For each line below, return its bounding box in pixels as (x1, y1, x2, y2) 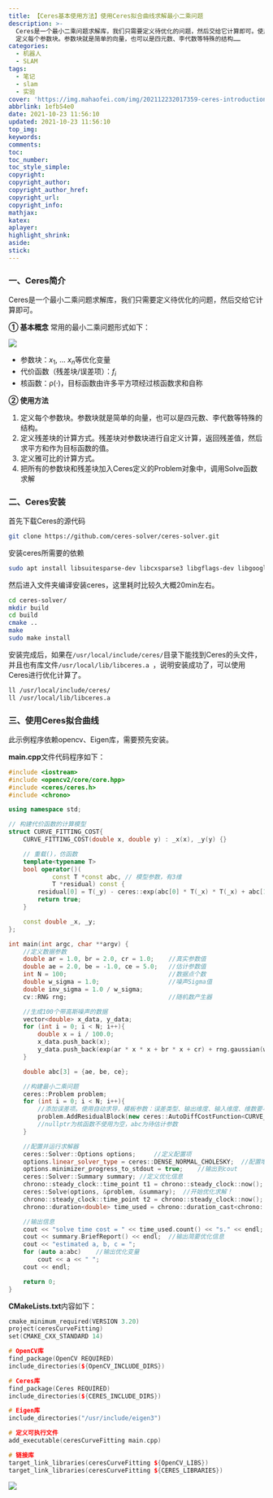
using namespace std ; (8, 806, 82, 814)
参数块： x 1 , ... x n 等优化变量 (19, 355, 111, 366)
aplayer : (8, 224, 38, 232)
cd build (8, 611, 38, 619)
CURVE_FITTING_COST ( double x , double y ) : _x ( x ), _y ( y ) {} (23, 836, 227, 844)
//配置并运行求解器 (23, 1142, 80, 1151)
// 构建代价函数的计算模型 (8, 820, 87, 828)
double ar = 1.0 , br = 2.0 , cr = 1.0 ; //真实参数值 (23, 955, 206, 963)
